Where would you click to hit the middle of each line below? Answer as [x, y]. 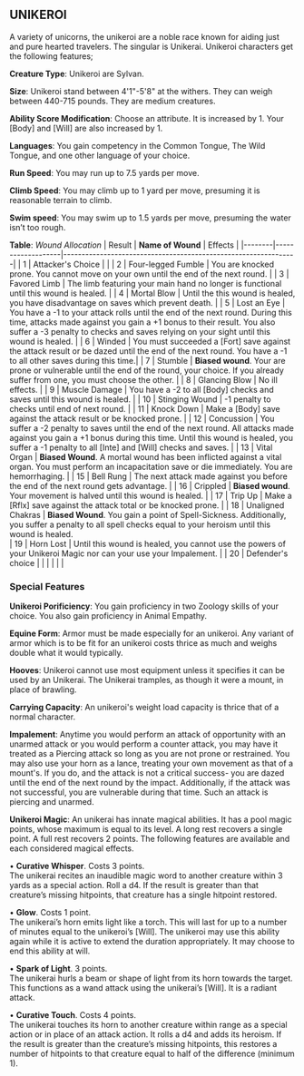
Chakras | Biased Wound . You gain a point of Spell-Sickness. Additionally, [148, 514]
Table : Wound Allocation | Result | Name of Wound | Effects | [124, 245]
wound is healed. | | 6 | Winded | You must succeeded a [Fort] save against [150, 341]
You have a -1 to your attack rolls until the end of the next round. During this [151, 312]
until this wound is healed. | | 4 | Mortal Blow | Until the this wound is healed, [152, 293]
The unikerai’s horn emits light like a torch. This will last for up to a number [148, 922]
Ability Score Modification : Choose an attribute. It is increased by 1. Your [147, 118]
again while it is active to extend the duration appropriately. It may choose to [152, 942]
